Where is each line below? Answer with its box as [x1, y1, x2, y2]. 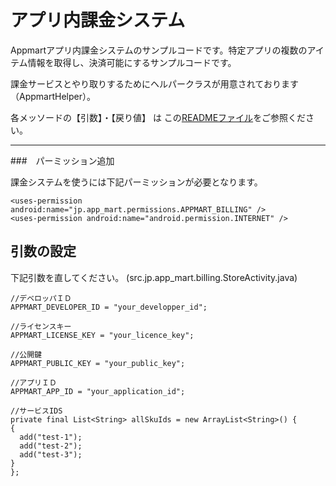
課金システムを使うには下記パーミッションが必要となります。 [10, 176, 263, 188]
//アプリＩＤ [10, 377, 57, 388]
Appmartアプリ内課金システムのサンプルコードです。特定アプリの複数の [10, 44, 308, 56]
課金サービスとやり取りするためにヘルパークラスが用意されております [10, 77, 299, 90]
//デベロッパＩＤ [10, 293, 72, 303]
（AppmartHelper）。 [10, 90, 96, 102]
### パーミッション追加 [10, 154, 115, 166]
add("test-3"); [19, 449, 83, 460]
